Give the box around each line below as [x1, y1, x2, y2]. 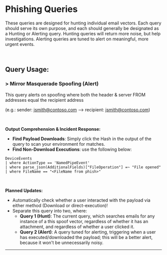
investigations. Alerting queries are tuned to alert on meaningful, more [5, 36, 149, 42]
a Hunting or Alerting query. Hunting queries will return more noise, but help [5, 30, 161, 36]
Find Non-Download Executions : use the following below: [12, 146, 132, 152]
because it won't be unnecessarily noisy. [19, 240, 103, 246]
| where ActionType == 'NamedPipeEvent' [5, 160, 90, 165]
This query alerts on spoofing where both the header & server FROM [5, 91, 146, 98]
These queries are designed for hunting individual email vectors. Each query [5, 20, 162, 26]
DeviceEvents [5, 156, 32, 161]
